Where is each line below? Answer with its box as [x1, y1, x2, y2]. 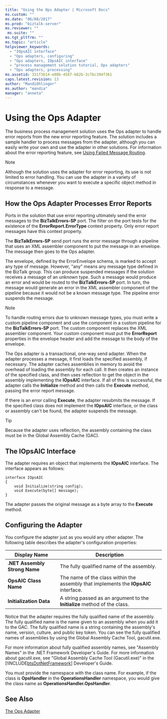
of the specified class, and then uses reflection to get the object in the [5, 372, 149, 378]
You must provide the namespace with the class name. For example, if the [5, 670, 157, 676]
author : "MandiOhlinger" [5, 81, 57, 86]
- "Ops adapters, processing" [9, 68, 72, 73]
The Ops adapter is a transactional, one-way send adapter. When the [5, 351, 147, 357]
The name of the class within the [60, 574, 136, 581]
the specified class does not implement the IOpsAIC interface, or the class [5, 403, 158, 409]
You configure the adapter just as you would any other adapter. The [5, 534, 144, 540]
